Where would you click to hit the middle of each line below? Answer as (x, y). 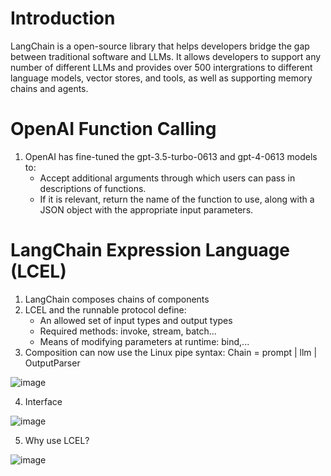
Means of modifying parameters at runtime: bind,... (144, 341)
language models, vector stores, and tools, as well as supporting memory (161, 78)
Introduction (63, 18)
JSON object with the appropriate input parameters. (146, 209)
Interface (43, 401)
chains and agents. (49, 88)
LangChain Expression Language (150, 250)
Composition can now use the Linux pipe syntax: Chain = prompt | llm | (171, 352)
